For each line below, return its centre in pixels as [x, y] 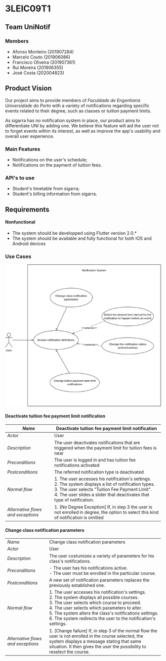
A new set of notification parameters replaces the [99, 580]
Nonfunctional [20, 222]
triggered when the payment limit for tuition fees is [105, 448]
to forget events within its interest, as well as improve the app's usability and [83, 131]
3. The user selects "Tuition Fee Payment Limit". [103, 489]
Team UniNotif [28, 27]
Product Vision [28, 88]
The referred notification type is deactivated [99, 472]
